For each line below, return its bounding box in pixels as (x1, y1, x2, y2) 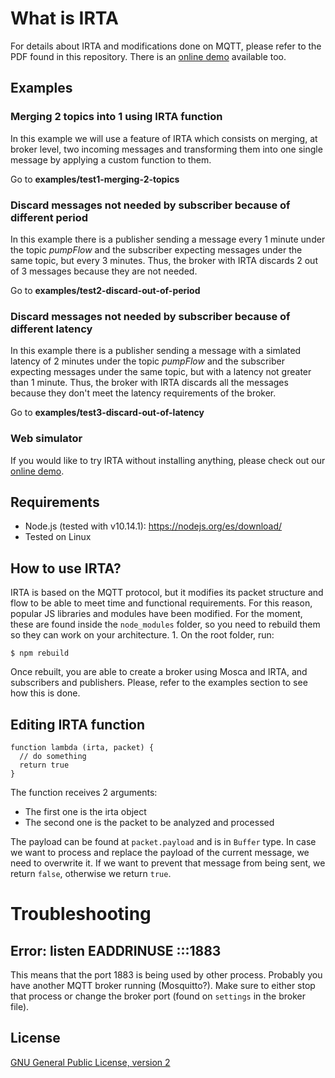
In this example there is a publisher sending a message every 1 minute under (10, 233, 326, 245)
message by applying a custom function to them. (10, 153, 212, 166)
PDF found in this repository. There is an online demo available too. (10, 50, 287, 62)
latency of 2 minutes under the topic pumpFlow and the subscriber (10, 355, 285, 367)
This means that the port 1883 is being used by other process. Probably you (10, 968, 323, 981)
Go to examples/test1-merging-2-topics (10, 173, 180, 185)
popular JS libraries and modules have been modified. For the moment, (10, 608, 303, 620)
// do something (19, 751, 87, 761)
